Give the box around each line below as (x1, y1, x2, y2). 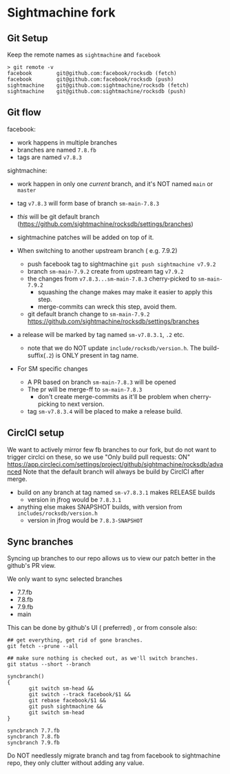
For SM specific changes (17, 364, 88, 373)
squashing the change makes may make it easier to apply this (37, 287, 213, 296)
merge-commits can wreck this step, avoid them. (37, 302, 177, 311)
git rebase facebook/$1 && (28, 697, 107, 704)
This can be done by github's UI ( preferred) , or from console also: (7, 624, 198, 632)
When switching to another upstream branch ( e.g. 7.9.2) (17, 246, 178, 254)
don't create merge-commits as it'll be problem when (37, 392, 189, 400)
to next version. (60, 400, 105, 408)
